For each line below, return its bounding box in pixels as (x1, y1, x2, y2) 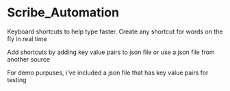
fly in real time (7, 34, 47, 42)
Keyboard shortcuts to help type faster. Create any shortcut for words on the (7, 27, 223, 36)
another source (7, 55, 51, 63)
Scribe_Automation (7, 5, 120, 21)
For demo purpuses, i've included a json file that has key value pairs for (7, 68, 209, 77)
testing (7, 75, 27, 83)
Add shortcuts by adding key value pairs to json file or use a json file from (7, 48, 215, 56)
